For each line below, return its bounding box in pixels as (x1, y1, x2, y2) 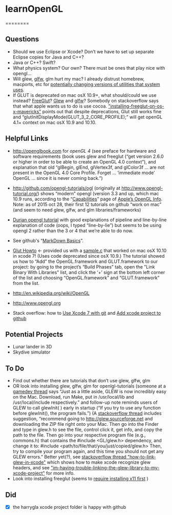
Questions (5, 35, 39, 44)
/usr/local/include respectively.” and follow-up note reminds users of (12, 399, 158, 405)
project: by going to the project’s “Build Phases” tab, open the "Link (12, 263, 155, 270)
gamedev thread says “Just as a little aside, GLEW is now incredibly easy (12, 388, 166, 395)
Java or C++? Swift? (12, 59, 56, 66)
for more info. (46, 470, 75, 477)
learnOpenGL (5, 3, 63, 15)
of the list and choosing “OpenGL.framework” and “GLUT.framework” (12, 275, 160, 281)
